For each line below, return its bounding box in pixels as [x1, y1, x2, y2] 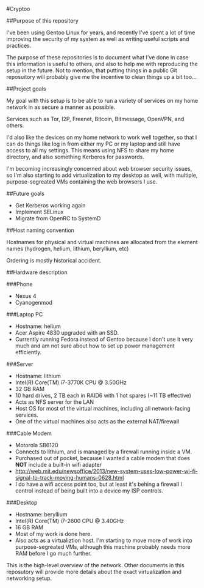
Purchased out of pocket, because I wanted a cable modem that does [15, 455, 191, 461]
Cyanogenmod [15, 299, 53, 306]
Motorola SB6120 [15, 442, 59, 448]
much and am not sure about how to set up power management [15, 342, 175, 349]
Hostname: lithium [15, 373, 61, 379]
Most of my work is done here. [15, 530, 93, 537]
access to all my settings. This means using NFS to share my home [6, 147, 175, 154]
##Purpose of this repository [6, 17, 79, 24]
